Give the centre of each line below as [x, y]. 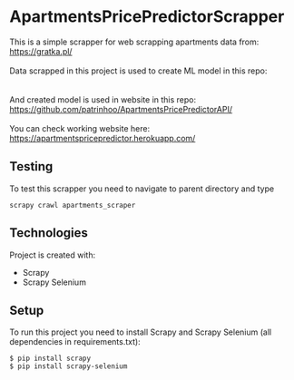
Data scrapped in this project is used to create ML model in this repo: [138, 71]
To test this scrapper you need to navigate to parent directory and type [142, 189]
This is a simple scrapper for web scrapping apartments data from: [134, 42]
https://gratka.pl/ [41, 51]
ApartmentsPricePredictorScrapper [147, 17]
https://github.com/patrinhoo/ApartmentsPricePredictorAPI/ [121, 109]
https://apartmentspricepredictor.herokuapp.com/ [103, 138]
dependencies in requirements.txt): [75, 342]
